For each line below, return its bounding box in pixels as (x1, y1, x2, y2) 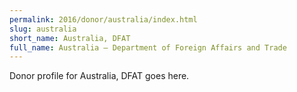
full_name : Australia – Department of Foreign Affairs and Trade (9, 42, 287, 53)
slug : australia (9, 24, 77, 34)
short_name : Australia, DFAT (9, 33, 131, 43)
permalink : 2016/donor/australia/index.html (9, 14, 198, 25)
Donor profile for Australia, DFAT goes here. (9, 70, 190, 82)
